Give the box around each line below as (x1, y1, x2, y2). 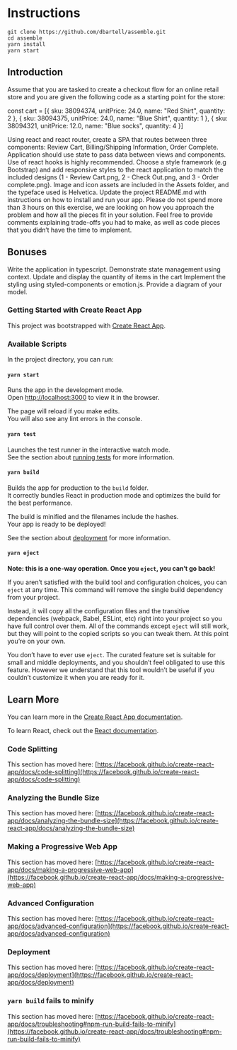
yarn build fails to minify (7, 996, 94, 1006)
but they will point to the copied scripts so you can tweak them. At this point (7, 629, 229, 637)
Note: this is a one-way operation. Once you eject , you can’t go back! (7, 564, 216, 572)
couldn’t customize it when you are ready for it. (7, 673, 145, 681)
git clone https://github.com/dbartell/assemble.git (7, 28, 166, 35)
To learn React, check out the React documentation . (7, 726, 159, 735)
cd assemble (7, 34, 42, 42)
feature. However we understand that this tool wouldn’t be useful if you (7, 665, 214, 674)
